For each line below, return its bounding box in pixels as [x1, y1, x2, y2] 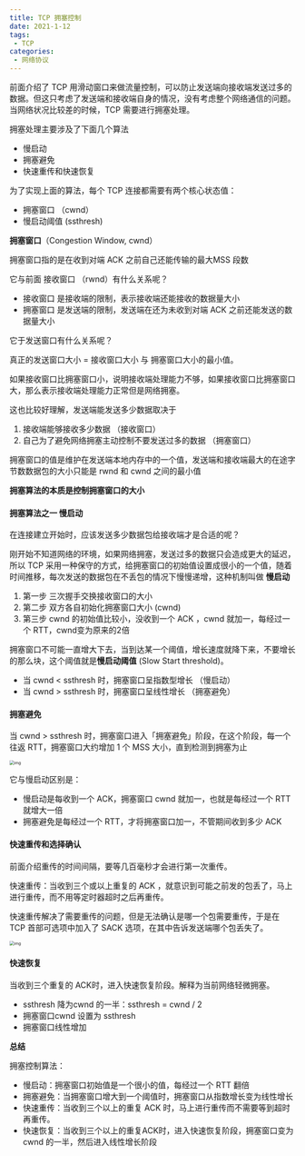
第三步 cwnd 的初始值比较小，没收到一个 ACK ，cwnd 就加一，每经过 [22, 613, 283, 624]
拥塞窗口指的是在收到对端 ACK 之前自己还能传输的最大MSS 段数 [9, 254, 250, 264]
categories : [9, 47, 54, 56]
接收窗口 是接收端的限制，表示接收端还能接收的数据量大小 [22, 293, 241, 304]
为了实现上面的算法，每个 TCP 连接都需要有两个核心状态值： [9, 185, 237, 195]
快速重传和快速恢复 [22, 165, 95, 176]
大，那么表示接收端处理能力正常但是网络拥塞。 [9, 385, 184, 395]
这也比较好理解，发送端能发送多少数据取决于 [9, 404, 177, 414]
